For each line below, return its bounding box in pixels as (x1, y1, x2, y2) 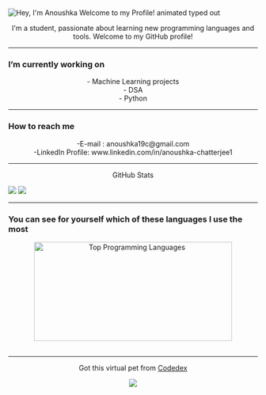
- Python (118, 93, 148, 103)
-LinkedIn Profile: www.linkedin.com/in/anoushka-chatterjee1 (33, 147, 233, 157)
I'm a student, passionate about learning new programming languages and (11, 24, 255, 33)
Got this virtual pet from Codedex (78, 363, 188, 373)
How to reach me (8, 121, 75, 132)
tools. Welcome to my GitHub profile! (73, 32, 193, 41)
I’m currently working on (8, 59, 105, 70)
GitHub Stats (112, 170, 154, 180)
